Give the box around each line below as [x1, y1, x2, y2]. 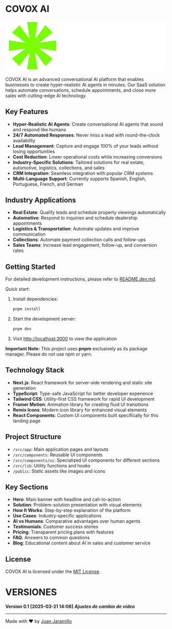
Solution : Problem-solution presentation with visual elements [12, 502, 142, 508]
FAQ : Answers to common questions [12, 535, 90, 541]
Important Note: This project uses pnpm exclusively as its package [5, 346, 147, 352]
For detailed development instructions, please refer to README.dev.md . [5, 276, 157, 282]
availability [12, 137, 36, 144]
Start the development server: [12, 316, 76, 322]
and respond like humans [12, 126, 67, 132]
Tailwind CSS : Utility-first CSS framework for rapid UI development [12, 396, 155, 402]
